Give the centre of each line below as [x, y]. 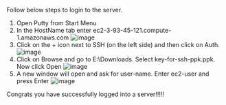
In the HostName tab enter [54, 30]
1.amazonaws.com [43, 37]
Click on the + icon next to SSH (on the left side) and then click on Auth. [118, 45]
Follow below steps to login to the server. [65, 10]
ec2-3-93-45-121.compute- [132, 30]
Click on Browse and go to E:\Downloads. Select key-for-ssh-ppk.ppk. [116, 59]
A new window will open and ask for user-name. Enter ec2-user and [113, 74]
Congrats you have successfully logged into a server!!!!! [86, 94]
